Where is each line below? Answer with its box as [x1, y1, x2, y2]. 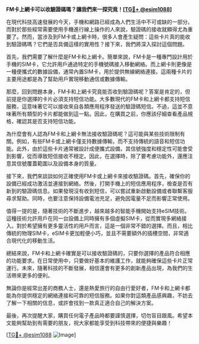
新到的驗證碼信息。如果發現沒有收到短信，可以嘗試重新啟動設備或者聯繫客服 [6, 187, 193, 195]
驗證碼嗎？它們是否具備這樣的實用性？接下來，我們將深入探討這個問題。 [11, 41, 188, 47]
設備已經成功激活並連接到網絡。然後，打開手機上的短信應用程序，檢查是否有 [6, 180, 193, 187]
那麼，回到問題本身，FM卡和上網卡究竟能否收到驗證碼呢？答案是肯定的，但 [6, 88, 191, 95]
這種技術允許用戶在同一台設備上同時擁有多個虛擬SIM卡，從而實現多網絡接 [6, 215, 187, 222]
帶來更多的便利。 [11, 272, 53, 279]
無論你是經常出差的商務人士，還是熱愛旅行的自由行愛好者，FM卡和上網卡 [6, 285, 185, 291]
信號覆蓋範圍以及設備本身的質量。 [16, 160, 99, 167]
